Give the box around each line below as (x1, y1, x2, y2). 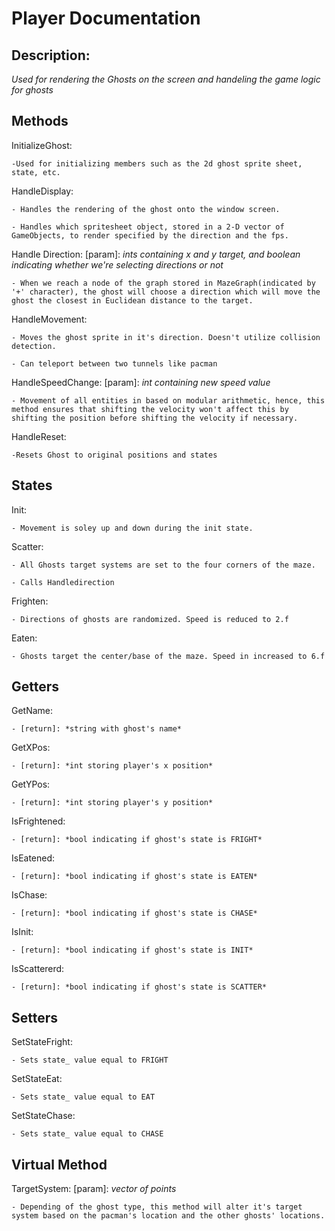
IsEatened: (11, 852, 56, 864)
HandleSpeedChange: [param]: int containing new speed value (11, 376, 271, 388)
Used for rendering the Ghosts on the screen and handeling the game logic (11, 73, 321, 85)
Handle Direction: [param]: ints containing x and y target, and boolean (11, 248, 301, 260)
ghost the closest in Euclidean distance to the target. (11, 295, 254, 306)
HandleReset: (11, 430, 67, 442)
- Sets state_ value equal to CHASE (11, 1129, 164, 1139)
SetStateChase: (11, 1110, 76, 1122)
